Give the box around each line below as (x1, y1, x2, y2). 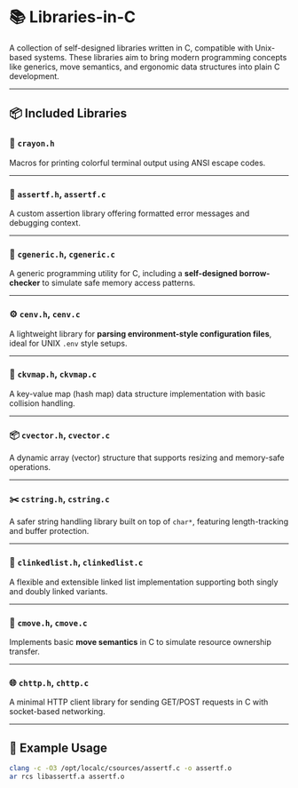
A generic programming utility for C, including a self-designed (9, 268, 238, 279)
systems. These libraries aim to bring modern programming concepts (34, 52, 287, 62)
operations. (9, 462, 51, 473)
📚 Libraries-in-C (9, 7, 136, 28)
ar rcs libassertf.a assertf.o (9, 772, 125, 781)
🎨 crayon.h (9, 137, 55, 149)
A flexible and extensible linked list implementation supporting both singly (9, 577, 278, 587)
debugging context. (9, 217, 82, 227)
